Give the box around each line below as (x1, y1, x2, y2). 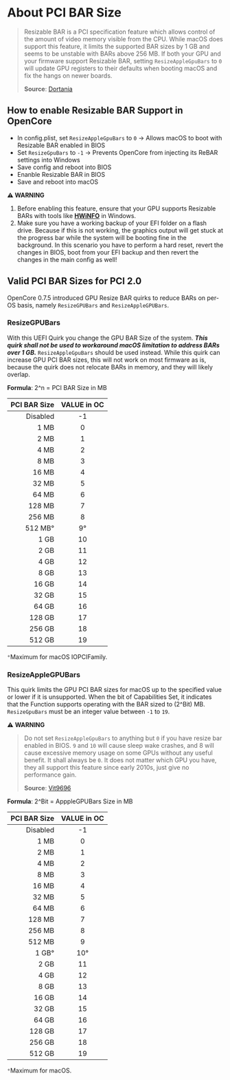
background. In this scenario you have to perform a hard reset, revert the (16, 241, 224, 249)
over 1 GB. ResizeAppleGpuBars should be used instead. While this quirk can (7, 348, 220, 356)
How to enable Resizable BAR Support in (7, 105, 183, 116)
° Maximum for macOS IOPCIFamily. (7, 652, 108, 661)
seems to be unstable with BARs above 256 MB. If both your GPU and (23, 50, 221, 58)
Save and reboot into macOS (16, 177, 99, 186)
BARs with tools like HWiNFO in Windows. (16, 211, 136, 219)
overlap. (7, 370, 31, 378)
